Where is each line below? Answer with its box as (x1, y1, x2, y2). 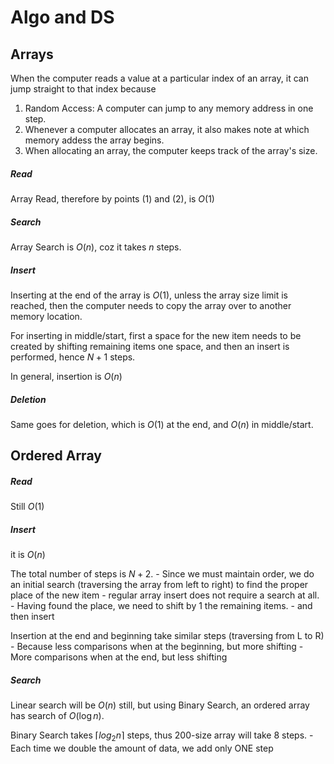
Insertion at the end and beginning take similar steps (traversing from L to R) (10, 630, 325, 642)
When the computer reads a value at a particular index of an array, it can (10, 72, 309, 84)
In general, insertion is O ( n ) (10, 370, 123, 382)
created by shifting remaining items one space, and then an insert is (10, 340, 290, 352)
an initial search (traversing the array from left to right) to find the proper (10, 579, 309, 591)
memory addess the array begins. (24, 134, 165, 146)
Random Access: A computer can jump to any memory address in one (24, 102, 314, 114)
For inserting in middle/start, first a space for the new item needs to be (10, 329, 302, 341)
